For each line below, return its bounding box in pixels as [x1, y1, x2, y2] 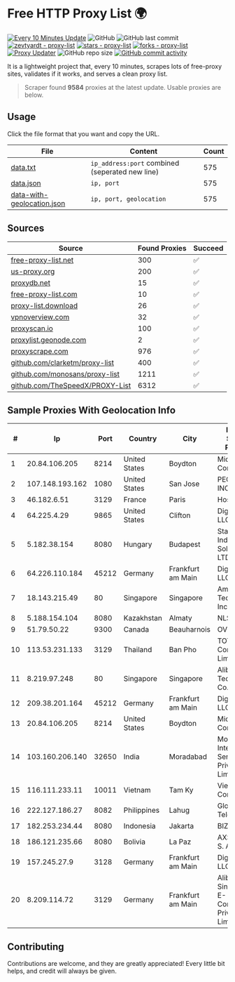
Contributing [7, 941, 64, 953]
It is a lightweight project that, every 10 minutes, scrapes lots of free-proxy [7, 62, 222, 70]
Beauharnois [169, 625, 211, 635]
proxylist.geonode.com [10, 335, 87, 345]
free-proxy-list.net [10, 255, 74, 265]
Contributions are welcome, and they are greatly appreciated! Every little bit [7, 960, 225, 968]
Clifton [169, 510, 191, 520]
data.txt [10, 162, 36, 172]
